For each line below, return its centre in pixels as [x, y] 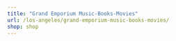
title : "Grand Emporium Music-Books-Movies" [73, 14]
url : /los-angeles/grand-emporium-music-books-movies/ [88, 20]
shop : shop [23, 26]
